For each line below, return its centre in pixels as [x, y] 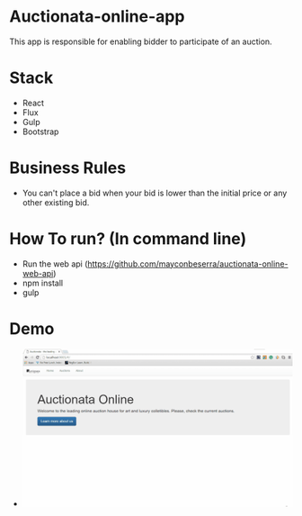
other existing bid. [56, 202]
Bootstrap [40, 131]
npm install [43, 283]
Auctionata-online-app [97, 17]
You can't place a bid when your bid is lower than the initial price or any [155, 193]
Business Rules [68, 168]
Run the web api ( [55, 264]
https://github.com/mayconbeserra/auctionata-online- [188, 264]
